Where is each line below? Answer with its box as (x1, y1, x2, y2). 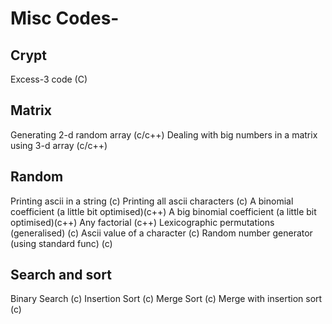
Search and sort (10, 267, 112, 284)
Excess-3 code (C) (10, 73, 88, 85)
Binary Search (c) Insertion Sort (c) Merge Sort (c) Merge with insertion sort (10, 293, 323, 305)
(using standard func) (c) (10, 237, 113, 249)
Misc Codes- (10, 7, 120, 30)
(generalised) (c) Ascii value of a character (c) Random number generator (10, 227, 313, 239)
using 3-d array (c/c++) (10, 139, 108, 151)
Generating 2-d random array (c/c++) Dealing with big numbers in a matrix (10, 128, 318, 141)
